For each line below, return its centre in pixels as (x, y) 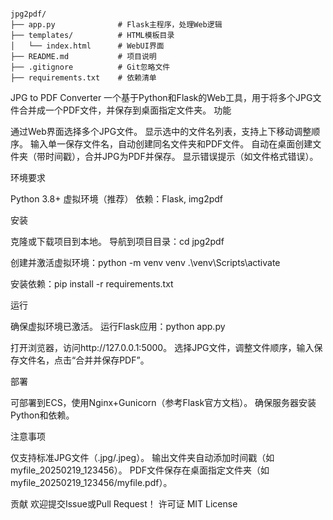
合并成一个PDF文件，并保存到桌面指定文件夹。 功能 (125, 110)
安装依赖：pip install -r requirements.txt (92, 284)
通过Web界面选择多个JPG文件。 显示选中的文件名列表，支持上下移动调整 (161, 131)
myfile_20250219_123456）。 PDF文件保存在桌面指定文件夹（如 (140, 470)
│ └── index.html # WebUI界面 (87, 46)
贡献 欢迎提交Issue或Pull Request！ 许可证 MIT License (124, 504)
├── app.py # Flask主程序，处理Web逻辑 (116, 25)
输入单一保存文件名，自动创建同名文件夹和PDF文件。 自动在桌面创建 (171, 144)
